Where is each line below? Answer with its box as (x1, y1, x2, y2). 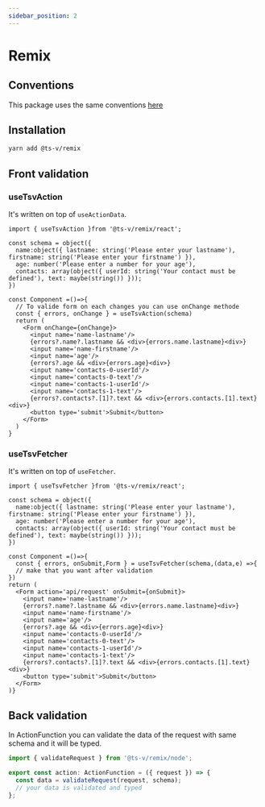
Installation (8, 123, 66, 137)
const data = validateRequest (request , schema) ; (15, 776, 182, 784)
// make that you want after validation (15, 567, 153, 575)
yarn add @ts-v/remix (8, 144, 81, 153)
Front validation (8, 167, 89, 181)
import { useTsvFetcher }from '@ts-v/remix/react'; (8, 482, 185, 490)
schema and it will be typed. (8, 738, 102, 748)
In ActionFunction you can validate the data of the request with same (8, 730, 237, 740)
